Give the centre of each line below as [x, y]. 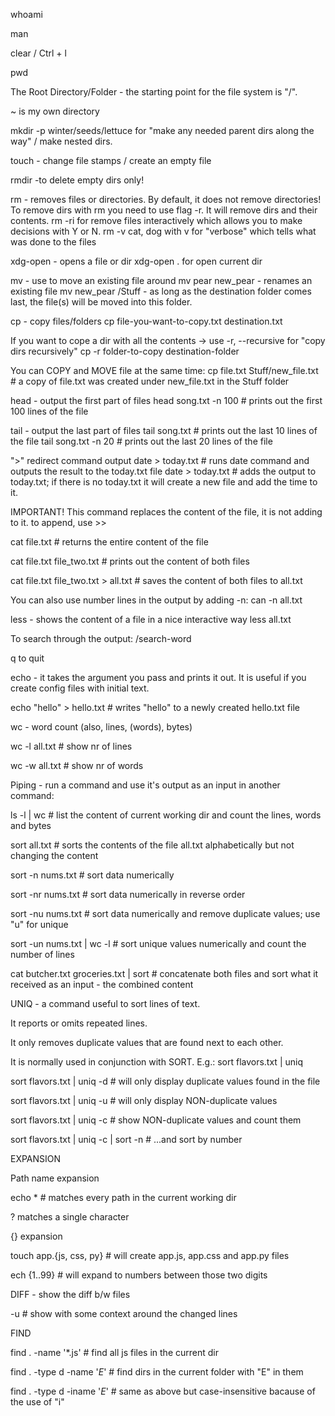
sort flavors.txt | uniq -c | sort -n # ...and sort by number [126, 1139]
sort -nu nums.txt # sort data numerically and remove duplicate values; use [165, 913]
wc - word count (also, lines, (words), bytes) [101, 727]
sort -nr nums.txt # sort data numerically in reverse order [128, 894]
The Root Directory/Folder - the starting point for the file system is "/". [154, 92]
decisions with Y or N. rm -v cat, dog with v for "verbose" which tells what [163, 231]
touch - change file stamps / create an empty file [111, 160]
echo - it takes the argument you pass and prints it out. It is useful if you [158, 677]
